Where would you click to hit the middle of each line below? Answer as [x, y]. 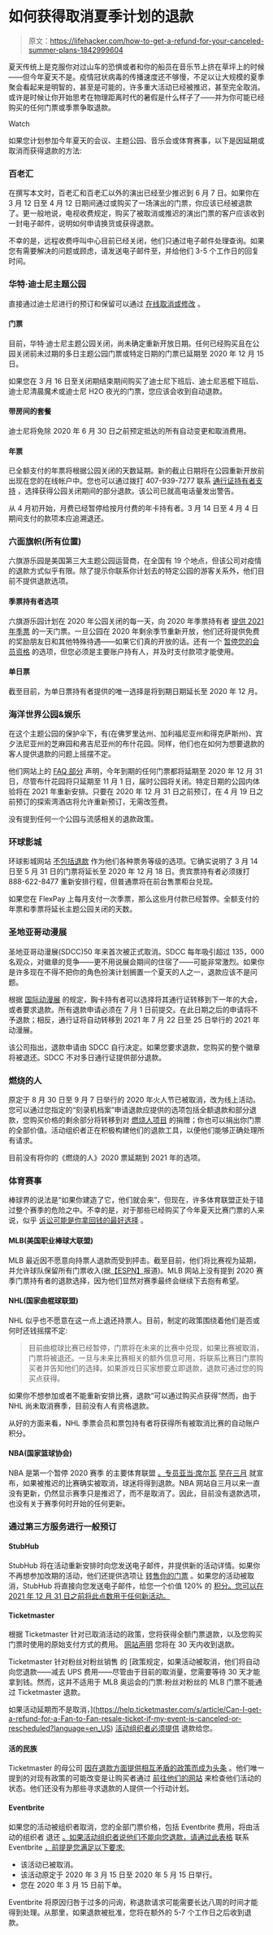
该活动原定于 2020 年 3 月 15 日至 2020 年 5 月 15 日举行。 [118, 1874]
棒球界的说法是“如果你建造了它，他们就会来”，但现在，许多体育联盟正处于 [133, 1200]
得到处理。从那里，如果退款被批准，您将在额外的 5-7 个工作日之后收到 [127, 1912]
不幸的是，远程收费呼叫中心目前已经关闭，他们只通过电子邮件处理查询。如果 [136, 241]
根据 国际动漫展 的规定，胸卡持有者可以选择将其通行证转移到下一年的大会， [135, 999]
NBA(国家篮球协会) [40, 1453]
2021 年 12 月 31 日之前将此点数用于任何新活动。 [89, 1596]
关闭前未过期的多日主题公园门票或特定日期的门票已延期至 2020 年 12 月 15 [139, 353]
